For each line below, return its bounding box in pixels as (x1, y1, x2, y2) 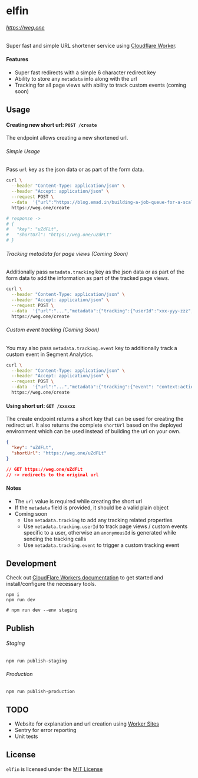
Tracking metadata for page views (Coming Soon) (6, 250, 128, 257)
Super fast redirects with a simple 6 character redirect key (14, 69, 156, 76)
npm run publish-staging (6, 658, 67, 664)
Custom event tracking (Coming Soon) (6, 326, 100, 334)
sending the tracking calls (23, 535, 87, 542)
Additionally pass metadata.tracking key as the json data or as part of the (6, 268, 184, 275)
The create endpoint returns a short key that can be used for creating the (6, 416, 184, 423)
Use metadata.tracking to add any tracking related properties (23, 516, 173, 523)
